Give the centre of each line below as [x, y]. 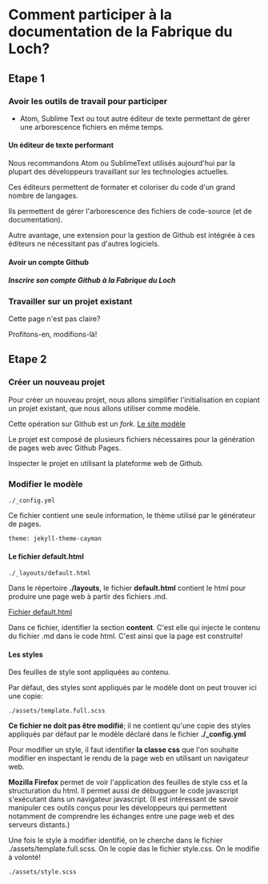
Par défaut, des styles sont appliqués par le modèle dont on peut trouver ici [133, 688]
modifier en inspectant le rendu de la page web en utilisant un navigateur [129, 758]
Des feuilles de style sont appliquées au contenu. [89, 672]
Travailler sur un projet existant [70, 301]
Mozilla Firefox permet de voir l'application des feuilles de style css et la [128, 782]
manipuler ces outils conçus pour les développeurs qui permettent [118, 808]
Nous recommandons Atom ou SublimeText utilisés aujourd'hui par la [122, 163]
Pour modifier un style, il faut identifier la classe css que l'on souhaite [123, 749]
